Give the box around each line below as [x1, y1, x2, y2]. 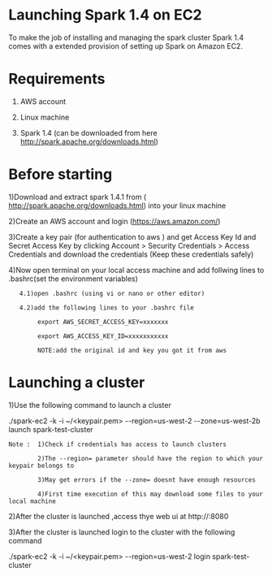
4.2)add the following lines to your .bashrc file [19, 303, 195, 312]
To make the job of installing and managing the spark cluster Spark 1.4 [8, 32, 244, 42]
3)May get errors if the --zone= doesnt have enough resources [37, 475, 256, 484]
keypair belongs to [8, 461, 75, 470]
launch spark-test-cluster [8, 424, 93, 434]
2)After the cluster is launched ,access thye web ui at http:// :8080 [8, 511, 229, 521]
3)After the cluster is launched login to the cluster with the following [8, 526, 235, 537]
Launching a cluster [8, 374, 145, 392]
